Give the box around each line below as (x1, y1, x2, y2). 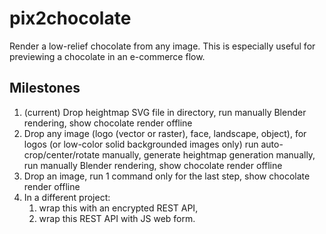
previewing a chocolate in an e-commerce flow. (9, 50, 206, 62)
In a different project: (23, 191, 111, 203)
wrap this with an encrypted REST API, (38, 202, 199, 214)
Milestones (9, 80, 81, 97)
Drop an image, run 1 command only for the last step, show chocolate (23, 170, 311, 182)
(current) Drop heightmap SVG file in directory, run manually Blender (23, 106, 307, 118)
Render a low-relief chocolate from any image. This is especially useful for (9, 40, 316, 52)
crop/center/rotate (23, 148, 101, 161)
